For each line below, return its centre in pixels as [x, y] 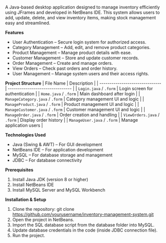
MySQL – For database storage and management [62, 155]
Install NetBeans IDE [33, 185]
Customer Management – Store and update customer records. [76, 58]
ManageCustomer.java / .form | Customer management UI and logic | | [75, 109]
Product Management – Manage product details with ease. [72, 52]
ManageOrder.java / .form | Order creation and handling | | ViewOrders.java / [83, 115]
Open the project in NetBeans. [43, 219]
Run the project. [29, 235]
